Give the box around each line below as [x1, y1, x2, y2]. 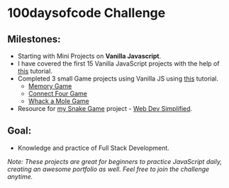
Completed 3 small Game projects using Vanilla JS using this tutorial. [17, 74, 218, 83]
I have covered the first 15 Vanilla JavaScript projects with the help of [17, 59, 220, 68]
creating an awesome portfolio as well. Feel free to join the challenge [7, 165, 210, 173]
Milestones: [7, 33, 61, 45]
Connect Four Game [28, 90, 87, 98]
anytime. [7, 172, 33, 181]
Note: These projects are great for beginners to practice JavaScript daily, [7, 157, 222, 165]
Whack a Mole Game [28, 97, 90, 105]
